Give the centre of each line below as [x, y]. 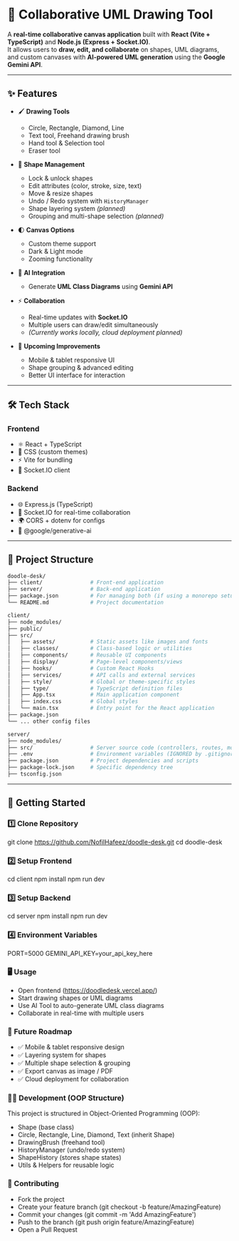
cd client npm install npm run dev [56, 879]
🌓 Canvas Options [46, 230]
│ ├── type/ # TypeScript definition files [95, 688]
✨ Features [32, 94]
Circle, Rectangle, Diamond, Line [76, 128]
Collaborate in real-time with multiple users [81, 1013]
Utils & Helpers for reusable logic [66, 1165]
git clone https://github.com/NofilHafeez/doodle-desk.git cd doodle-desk [115, 842]
